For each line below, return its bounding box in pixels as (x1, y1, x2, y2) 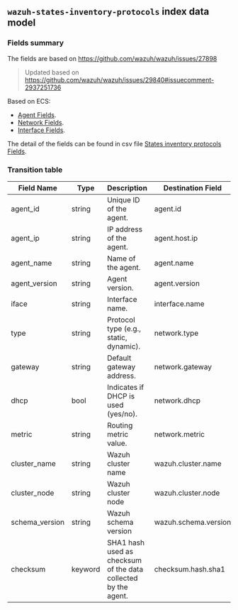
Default (107, 353, 132, 363)
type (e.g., (107, 323, 142, 333)
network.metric (154, 429, 205, 439)
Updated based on (24, 67, 79, 77)
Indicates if (107, 382, 144, 392)
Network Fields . (17, 118, 64, 126)
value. (107, 438, 127, 448)
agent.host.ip (154, 233, 198, 243)
